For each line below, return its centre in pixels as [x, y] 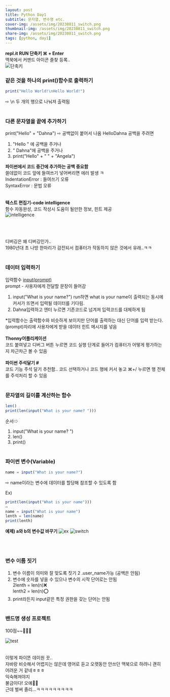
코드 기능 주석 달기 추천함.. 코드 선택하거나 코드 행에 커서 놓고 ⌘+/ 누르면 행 [80, 369]
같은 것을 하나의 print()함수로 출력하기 [49, 80]
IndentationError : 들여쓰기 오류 [37, 179]
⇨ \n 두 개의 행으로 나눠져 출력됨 [38, 101]
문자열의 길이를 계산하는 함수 [38, 395]
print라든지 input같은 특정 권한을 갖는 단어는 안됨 [61, 599]
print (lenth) [19, 521]
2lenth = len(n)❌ [30, 585]
